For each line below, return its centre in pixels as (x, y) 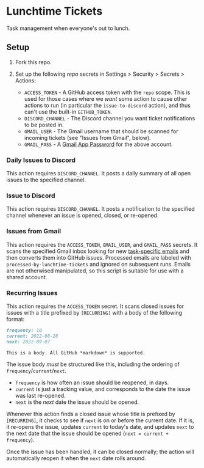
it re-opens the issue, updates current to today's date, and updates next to (100, 427)
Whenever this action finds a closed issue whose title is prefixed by (91, 414)
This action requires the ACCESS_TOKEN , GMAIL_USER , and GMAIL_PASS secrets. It (102, 244)
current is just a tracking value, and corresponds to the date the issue (103, 389)
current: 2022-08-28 (33, 336)
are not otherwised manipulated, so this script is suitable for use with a (95, 271)
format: (16, 319)
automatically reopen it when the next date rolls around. (76, 458)
